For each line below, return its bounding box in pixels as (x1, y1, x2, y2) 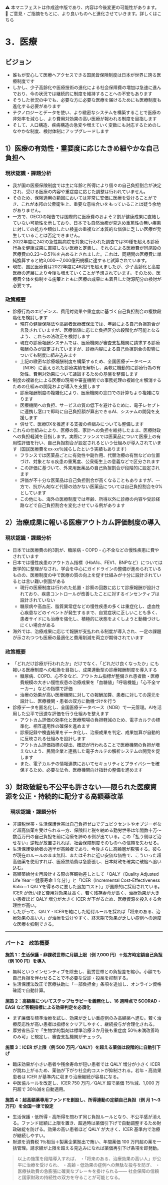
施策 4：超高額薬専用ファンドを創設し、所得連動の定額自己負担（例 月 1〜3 (5, 1096, 161, 1102)
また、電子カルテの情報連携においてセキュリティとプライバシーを (19, 760, 156, 767)
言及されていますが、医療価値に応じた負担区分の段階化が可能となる (19, 327, 160, 333)
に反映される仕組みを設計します (19, 735, 86, 742)
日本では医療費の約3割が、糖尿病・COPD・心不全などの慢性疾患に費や (12, 547, 159, 553)
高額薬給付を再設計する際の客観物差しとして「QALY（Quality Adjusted (12, 871, 159, 877)
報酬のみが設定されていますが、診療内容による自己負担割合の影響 (19, 346, 156, 352)
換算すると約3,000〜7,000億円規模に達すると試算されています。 (16, 257, 149, 263)
